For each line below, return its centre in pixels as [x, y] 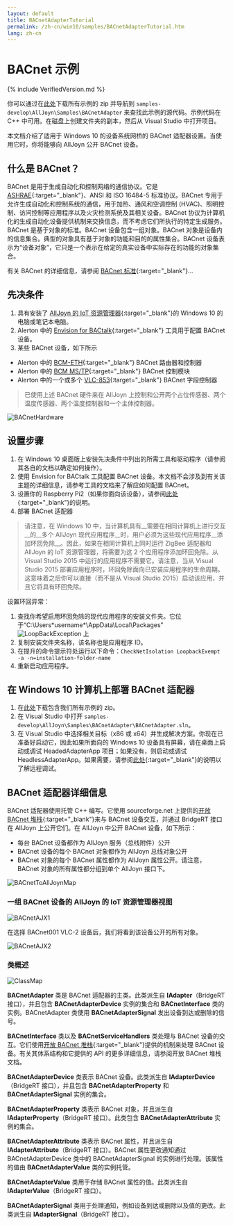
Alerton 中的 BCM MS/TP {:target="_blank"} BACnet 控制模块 [104, 371]
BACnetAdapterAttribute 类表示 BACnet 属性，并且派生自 [90, 1141]
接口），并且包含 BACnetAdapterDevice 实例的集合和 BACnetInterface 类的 [116, 1004]
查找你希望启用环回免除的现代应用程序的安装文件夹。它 [96, 616]
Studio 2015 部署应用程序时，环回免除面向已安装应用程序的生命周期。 [124, 569]
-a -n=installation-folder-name [64, 658]
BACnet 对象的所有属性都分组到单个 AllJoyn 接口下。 [93, 869]
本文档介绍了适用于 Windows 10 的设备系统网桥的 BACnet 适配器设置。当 [112, 136]
